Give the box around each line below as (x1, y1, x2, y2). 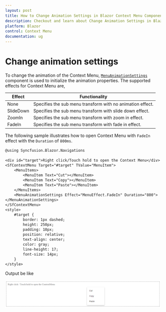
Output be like (5, 270, 34, 276)
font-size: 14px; (23, 252, 58, 257)
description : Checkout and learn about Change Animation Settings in (5, 18, 152, 23)
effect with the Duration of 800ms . (5, 137, 73, 143)
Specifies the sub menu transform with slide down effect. (33, 108, 150, 114)
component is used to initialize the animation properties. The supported (5, 77, 151, 84)
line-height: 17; (23, 247, 58, 252)
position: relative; (23, 232, 65, 237)
